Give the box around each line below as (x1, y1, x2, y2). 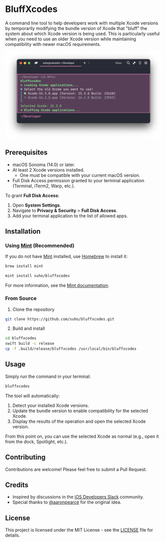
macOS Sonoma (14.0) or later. (12, 161, 76, 168)
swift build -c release (5, 341, 55, 346)
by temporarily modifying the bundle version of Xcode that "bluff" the (5, 25, 148, 31)
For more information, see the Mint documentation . (5, 282, 109, 288)
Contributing (5, 453, 46, 462)
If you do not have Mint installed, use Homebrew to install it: (5, 254, 128, 260)
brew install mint (5, 264, 43, 269)
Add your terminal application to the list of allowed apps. (12, 213, 128, 219)
